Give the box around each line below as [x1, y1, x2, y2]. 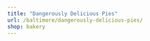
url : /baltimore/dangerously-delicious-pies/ [7, 17, 143, 24]
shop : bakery [7, 23, 46, 30]
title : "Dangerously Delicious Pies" [7, 10, 118, 17]
